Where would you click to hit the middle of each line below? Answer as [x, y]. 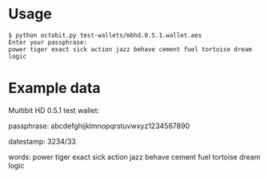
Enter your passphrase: [48, 42]
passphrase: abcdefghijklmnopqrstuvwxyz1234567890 [99, 126]
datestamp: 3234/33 [42, 141]
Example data [55, 88]
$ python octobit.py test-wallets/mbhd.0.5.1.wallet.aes [105, 35]
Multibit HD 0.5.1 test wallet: [54, 110]
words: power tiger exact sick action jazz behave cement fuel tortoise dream [134, 156]
